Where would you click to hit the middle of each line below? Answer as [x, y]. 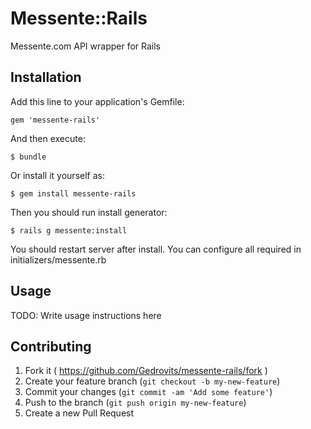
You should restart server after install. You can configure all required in [156, 249]
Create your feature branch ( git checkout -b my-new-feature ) [152, 381]
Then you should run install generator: [89, 212]
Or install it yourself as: [57, 175]
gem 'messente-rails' [55, 120]
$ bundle [28, 157]
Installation [46, 77]
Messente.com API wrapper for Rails [86, 46]
